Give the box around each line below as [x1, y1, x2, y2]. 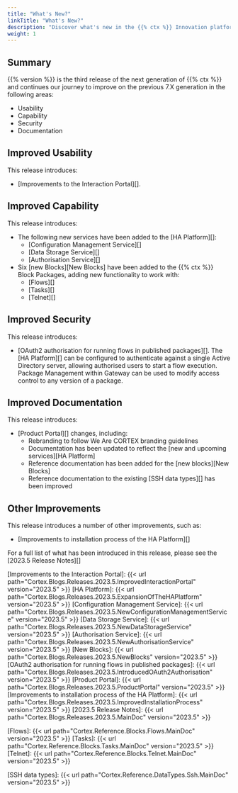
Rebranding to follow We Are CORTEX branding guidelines [28, 437, 198, 445]
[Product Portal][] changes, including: [17, 429, 128, 438]
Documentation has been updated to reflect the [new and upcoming [28, 444, 227, 453]
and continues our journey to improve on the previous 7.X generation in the [7, 83, 226, 91]
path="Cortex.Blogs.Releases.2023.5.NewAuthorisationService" [7, 638, 194, 646]
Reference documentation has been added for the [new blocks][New [28, 459, 229, 468]
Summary [7, 56, 52, 68]
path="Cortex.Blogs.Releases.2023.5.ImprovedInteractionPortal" [7, 578, 196, 586]
